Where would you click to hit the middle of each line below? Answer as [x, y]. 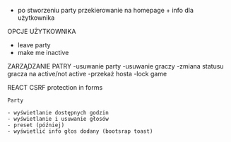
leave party [34, 45]
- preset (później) [36, 125]
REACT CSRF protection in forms [55, 87]
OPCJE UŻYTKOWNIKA [42, 31]
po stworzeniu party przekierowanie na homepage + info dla [106, 10]
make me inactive [43, 53]
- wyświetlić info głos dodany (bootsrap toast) [80, 131]
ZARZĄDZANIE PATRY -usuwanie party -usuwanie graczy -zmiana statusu [115, 66]
